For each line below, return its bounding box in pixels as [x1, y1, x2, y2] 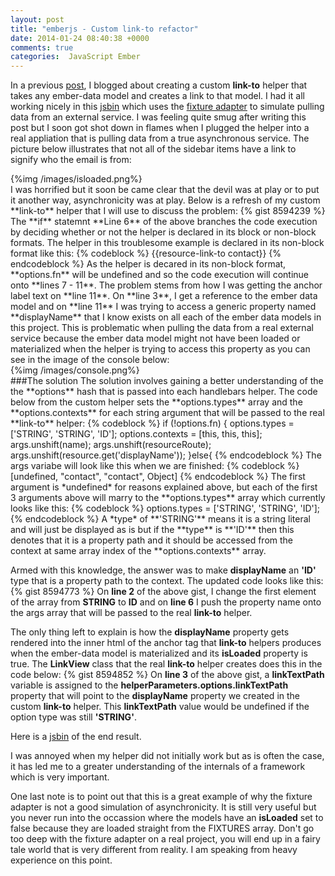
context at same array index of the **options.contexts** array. [10, 545, 267, 557]
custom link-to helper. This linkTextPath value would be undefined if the [10, 701, 310, 713]
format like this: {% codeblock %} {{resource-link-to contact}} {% [10, 247, 282, 260]
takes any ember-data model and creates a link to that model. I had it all [10, 90, 305, 102]
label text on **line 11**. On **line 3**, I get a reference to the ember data [10, 290, 318, 302]
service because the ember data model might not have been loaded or [10, 332, 301, 345]
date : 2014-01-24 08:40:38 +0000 [10, 33, 150, 43]
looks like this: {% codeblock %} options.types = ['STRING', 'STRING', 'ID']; [10, 502, 321, 515]
